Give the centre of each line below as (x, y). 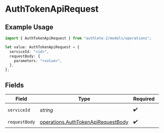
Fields (15, 85)
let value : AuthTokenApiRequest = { (42, 47)
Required (144, 99)
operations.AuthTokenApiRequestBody (84, 122)
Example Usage (29, 27)
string (47, 110)
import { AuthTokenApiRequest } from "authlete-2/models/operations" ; (78, 38)
